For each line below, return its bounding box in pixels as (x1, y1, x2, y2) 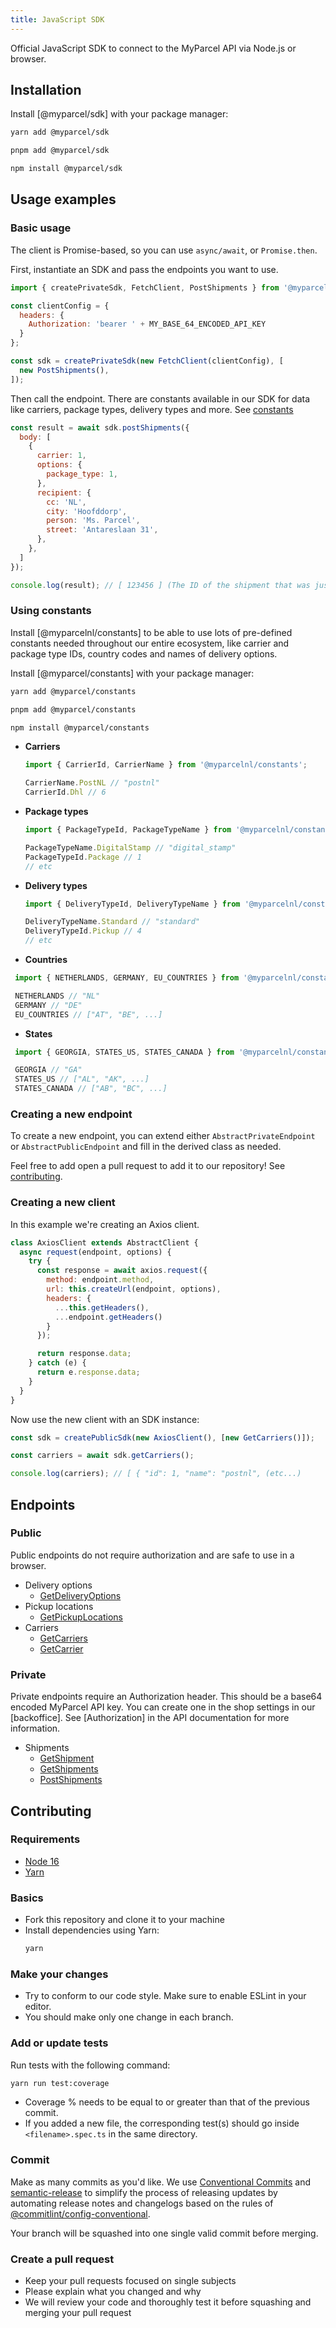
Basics (10, 1891, 44, 1905)
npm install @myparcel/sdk (10, 164, 123, 174)
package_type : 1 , (46, 469, 118, 479)
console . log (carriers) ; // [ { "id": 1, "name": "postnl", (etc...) (10, 1469, 302, 1479)
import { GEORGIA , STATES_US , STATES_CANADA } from (14, 1047, 235, 1057)
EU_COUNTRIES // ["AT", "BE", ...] (14, 1009, 163, 1020)
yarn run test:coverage (10, 2078, 110, 2088)
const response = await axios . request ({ (36, 1266, 208, 1276)
